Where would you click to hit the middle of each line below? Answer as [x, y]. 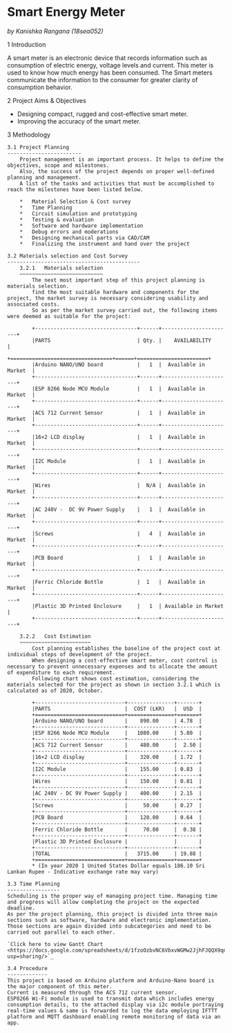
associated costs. [33, 304]
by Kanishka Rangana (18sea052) [55, 31]
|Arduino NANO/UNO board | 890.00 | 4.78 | [117, 721]
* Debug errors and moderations [69, 232]
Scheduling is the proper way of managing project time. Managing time [112, 896]
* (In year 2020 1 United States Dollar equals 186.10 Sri [119, 866]
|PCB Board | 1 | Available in [119, 558]
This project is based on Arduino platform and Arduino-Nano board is [111, 981]
